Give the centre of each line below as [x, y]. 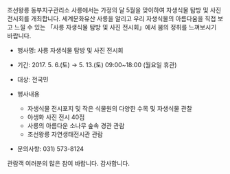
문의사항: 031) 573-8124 [50, 149]
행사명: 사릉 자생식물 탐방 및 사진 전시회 [70, 50]
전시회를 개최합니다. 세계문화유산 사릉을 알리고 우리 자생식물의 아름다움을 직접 [112, 18]
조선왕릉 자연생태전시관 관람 [65, 134]
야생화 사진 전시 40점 [56, 117]
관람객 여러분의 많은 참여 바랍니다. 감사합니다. [69, 163]
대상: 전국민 [33, 79]
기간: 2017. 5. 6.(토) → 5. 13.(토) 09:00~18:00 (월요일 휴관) [97, 65]
